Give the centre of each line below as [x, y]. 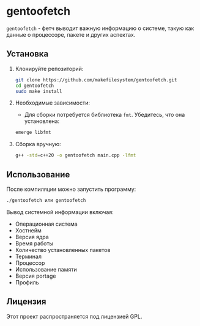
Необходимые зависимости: [53, 103]
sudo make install [39, 91]
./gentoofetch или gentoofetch [46, 200]
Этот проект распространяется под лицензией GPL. [74, 316]
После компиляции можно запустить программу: [71, 189]
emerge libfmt [33, 133]
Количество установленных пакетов [63, 250]
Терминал [28, 256]
